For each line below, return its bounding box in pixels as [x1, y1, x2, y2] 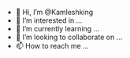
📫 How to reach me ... [15, 42, 89, 50]
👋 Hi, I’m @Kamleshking [15, 8, 94, 16]
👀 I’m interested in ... [15, 16, 83, 25]
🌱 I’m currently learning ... [15, 24, 100, 33]
